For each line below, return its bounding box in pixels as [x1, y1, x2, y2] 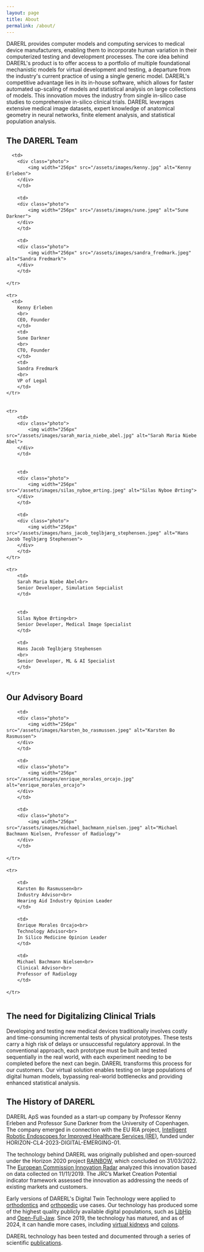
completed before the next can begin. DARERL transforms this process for [6, 1059, 192, 1067]
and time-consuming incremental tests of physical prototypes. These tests [6, 1033, 193, 1041]
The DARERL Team [6, 135, 78, 146]
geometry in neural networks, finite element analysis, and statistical [6, 111, 175, 119]
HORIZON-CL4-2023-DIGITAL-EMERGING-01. [6, 1139, 121, 1146]
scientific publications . [6, 1239, 63, 1246]
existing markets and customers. [6, 1183, 88, 1190]
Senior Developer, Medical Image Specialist [17, 621, 132, 628]
